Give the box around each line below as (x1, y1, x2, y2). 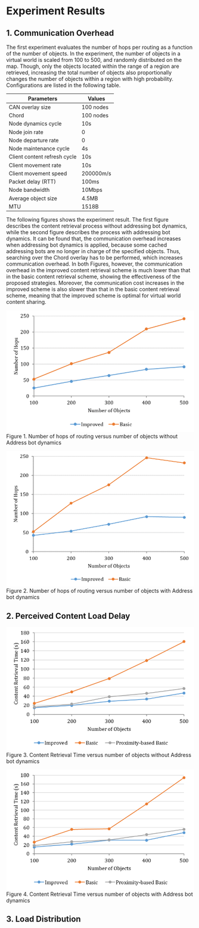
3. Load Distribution (6, 914, 82, 924)
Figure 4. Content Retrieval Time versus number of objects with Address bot (6, 890, 193, 898)
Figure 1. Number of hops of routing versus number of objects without (6, 432, 178, 440)
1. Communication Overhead (6, 28, 114, 38)
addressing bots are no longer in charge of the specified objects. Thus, (6, 248, 181, 255)
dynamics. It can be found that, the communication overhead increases (6, 235, 182, 242)
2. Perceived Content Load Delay (6, 611, 130, 621)
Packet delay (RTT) (8, 178, 57, 185)
